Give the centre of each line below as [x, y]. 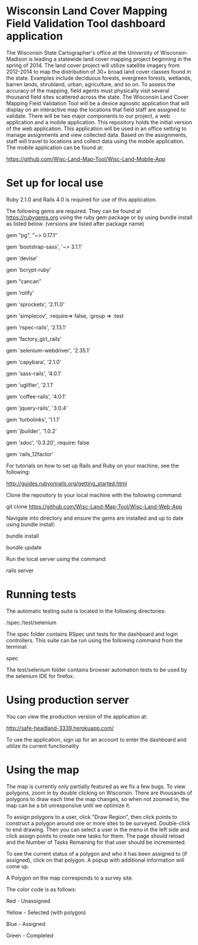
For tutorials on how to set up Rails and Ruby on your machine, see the [93, 466]
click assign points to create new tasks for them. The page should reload [95, 836]
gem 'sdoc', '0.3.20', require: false [48, 442]
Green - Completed [30, 935]
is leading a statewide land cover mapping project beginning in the [110, 59]
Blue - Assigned [26, 924]
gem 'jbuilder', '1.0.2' [32, 431]
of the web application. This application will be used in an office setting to [96, 128]
